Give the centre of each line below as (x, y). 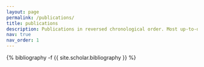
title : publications (32, 23)
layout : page (23, 12)
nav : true (19, 35)
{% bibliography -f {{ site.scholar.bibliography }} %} (71, 58)
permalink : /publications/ (40, 18)
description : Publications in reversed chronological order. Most (92, 29)
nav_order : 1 (23, 40)
